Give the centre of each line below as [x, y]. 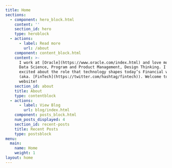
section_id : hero [33, 29]
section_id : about [34, 86]
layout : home [19, 158]
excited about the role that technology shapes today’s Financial [91, 72]
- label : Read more [39, 44]
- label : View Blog [39, 106]
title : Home [18, 10]
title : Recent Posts [36, 129]
